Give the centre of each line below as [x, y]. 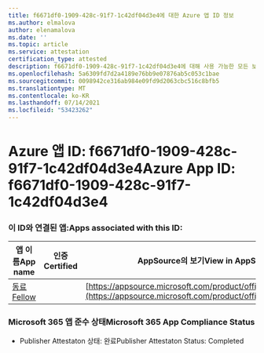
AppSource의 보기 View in [185, 261]
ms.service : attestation [49, 52]
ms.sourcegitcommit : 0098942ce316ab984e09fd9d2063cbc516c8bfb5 [114, 81]
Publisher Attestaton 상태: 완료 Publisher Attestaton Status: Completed [132, 340]
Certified [61, 266]
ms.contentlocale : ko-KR [49, 96]
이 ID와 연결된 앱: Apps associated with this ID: [95, 228]
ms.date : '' [27, 37]
